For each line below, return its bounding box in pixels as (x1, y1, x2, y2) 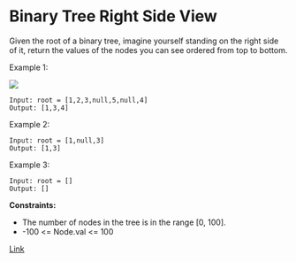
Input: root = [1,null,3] (9, 135, 104, 145)
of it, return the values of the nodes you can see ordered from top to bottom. (9, 44, 288, 55)
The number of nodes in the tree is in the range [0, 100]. (21, 217, 227, 227)
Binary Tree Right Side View (9, 6, 218, 27)
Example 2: (9, 119, 50, 129)
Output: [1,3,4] (9, 104, 69, 112)
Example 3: (9, 159, 50, 170)
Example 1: (9, 62, 49, 73)
